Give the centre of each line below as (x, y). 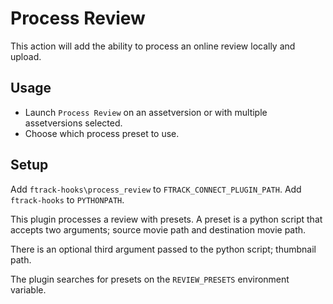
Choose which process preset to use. (102, 133)
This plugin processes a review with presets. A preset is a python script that (166, 219)
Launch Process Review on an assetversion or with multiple (146, 112)
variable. (28, 289)
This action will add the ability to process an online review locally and (153, 46)
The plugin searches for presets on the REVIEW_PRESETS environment (150, 279)
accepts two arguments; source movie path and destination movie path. (158, 229)
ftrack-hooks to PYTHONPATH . (67, 199)
